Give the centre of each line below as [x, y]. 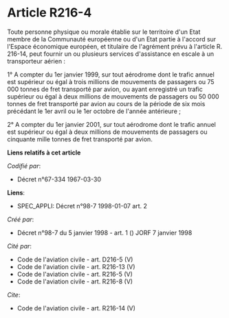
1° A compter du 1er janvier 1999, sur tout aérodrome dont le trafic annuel [111, 74]
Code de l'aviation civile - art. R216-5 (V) [75, 274]
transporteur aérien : [36, 61]
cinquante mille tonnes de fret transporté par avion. [80, 139]
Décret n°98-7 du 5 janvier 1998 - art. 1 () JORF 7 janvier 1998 [105, 232]
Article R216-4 [50, 13]
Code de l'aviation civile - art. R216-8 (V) [75, 281]
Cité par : [20, 246]
